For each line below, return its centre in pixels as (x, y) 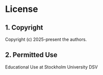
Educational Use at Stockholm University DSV (51, 67)
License (22, 9)
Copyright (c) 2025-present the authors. (46, 39)
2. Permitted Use (31, 55)
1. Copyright (24, 28)
